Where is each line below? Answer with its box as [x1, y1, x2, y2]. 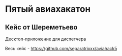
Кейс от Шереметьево [5, 23, 78, 31]
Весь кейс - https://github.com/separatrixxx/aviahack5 [5, 46, 117, 51]
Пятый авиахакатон [5, 3, 91, 15]
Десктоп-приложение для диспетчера [5, 36, 86, 42]
